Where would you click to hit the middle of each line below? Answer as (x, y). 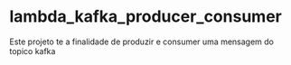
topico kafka (33, 51)
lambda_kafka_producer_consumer (145, 17)
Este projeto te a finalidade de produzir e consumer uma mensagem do (141, 42)
